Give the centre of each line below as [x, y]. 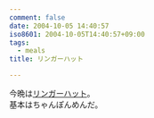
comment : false [37, 17]
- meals [32, 51]
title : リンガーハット [47, 59]
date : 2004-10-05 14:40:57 [59, 26]
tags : [19, 42]
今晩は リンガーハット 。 [52, 93]
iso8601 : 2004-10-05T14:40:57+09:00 [77, 34]
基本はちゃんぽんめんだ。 [56, 105]
